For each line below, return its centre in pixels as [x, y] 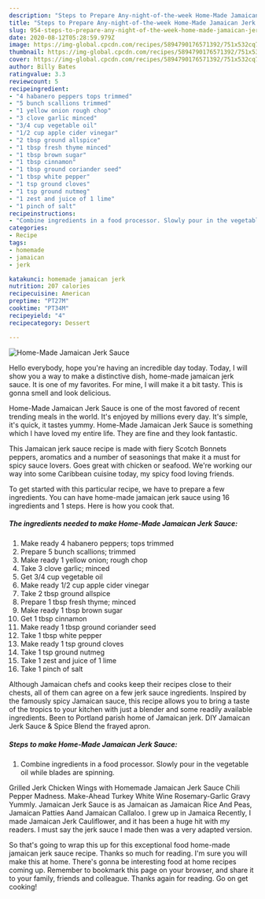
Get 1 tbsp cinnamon [53, 619]
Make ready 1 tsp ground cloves [72, 644]
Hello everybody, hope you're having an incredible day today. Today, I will [128, 367]
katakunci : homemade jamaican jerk [67, 279]
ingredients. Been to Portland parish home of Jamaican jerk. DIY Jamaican [130, 718]
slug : [18, 30]
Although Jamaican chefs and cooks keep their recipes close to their [120, 685]
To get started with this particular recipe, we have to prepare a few [117, 489]
